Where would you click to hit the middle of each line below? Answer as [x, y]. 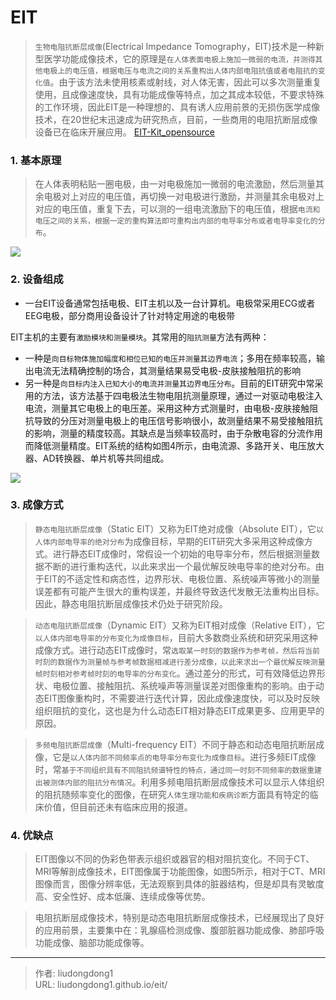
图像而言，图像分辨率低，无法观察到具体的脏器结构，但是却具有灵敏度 [179, 884]
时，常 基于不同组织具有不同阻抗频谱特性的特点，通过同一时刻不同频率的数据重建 [178, 769]
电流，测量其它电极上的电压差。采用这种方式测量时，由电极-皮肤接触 [167, 408]
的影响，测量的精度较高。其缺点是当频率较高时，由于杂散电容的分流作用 [173, 433]
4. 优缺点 [32, 835]
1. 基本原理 [36, 160]
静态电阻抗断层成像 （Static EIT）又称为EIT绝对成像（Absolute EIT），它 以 [179, 528]
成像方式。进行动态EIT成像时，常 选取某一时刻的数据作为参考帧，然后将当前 [177, 650]
